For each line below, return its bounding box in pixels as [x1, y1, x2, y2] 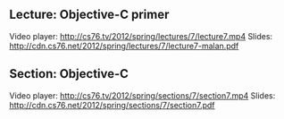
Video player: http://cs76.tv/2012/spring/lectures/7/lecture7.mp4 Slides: [9, 30, 273, 41]
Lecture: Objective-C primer [9, 7, 170, 22]
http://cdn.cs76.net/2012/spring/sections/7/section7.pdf [9, 99, 216, 110]
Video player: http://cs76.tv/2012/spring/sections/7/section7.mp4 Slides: [9, 89, 276, 101]
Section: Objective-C [9, 66, 129, 81]
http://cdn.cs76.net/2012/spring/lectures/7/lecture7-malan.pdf [9, 40, 239, 51]
